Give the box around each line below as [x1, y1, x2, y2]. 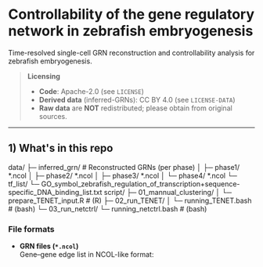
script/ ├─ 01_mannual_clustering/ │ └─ [103, 187, 232, 197]
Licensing [27, 71, 60, 81]
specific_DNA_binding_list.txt [8, 187, 103, 197]
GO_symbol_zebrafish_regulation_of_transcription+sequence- [41, 179, 240, 189]
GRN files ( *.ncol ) [19, 241, 79, 251]
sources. [38, 111, 68, 121]
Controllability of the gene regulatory [8, 5, 255, 23]
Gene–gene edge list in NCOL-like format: [19, 250, 154, 259]
